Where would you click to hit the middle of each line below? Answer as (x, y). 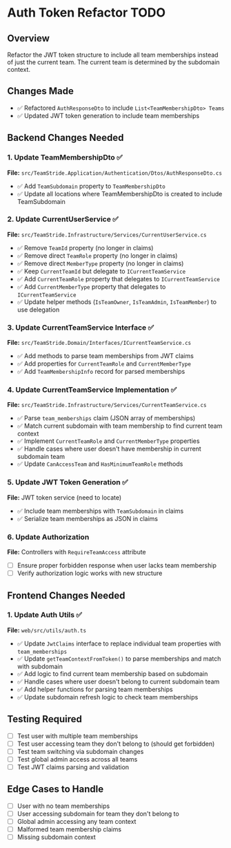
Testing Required (45, 719)
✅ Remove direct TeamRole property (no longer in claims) (97, 255)
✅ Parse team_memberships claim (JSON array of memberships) (106, 418)
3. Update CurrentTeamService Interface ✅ (81, 328)
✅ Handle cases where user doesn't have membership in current (109, 449)
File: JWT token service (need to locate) (64, 497)
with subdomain (40, 666)
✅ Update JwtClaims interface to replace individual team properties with (119, 643)
